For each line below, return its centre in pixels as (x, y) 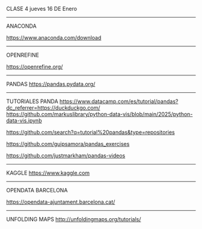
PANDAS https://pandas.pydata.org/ (51, 84)
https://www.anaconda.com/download (54, 38)
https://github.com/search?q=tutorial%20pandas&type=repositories (91, 132)
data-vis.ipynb (24, 121)
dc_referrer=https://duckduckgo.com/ (53, 108)
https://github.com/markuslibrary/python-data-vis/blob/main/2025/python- (99, 114)
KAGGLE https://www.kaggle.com (48, 173)
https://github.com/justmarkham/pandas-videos (66, 155)
